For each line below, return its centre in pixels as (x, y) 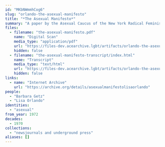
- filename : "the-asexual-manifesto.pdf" (53, 32)
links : (12, 78)
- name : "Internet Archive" (38, 82)
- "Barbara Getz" (27, 96)
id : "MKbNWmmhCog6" (25, 10)
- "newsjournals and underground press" (51, 133)
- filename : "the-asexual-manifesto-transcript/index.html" (72, 55)
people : (13, 92)
